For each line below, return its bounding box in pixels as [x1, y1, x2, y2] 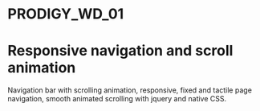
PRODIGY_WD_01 [7, 5, 124, 23]
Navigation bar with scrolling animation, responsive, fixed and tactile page [7, 85, 252, 95]
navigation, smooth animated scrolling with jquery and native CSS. [7, 94, 227, 104]
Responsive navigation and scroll [7, 42, 234, 60]
